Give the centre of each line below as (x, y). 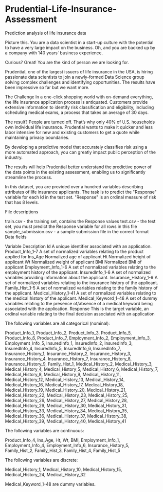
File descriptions (22, 212)
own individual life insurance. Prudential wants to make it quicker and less (79, 127)
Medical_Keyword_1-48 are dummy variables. (50, 484)
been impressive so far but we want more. (47, 87)
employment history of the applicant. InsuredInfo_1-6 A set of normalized (78, 272)
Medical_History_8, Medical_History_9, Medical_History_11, (63, 374)
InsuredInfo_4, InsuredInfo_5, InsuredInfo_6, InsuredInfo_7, (63, 348)
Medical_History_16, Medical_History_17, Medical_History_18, (64, 384)
